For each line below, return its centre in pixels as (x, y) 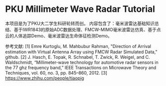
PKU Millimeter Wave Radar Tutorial (80, 9)
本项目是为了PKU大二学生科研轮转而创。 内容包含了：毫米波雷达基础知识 (80, 23)
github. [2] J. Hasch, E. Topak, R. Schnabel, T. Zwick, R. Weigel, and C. (78, 57)
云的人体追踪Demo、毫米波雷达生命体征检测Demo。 (59, 36)
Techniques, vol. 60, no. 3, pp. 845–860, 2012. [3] (56, 73)
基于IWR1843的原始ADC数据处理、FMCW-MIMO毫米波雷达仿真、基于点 (87, 29)
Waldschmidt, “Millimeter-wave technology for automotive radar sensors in (82, 62)
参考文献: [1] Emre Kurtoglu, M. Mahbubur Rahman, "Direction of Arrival (78, 46)
